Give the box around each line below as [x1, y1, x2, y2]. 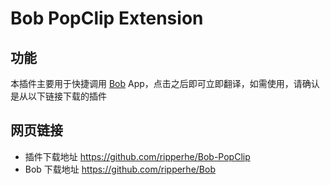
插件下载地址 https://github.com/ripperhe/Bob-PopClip [24, 150, 251, 162]
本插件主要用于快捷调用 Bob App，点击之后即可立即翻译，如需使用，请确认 [10, 78, 320, 89]
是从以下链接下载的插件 [10, 90, 107, 102]
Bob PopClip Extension [10, 7, 204, 30]
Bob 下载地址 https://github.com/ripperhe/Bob [24, 163, 216, 175]
